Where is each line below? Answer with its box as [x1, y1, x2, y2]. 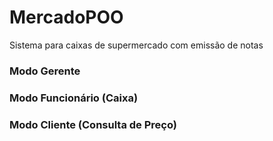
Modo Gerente [9, 64, 81, 78]
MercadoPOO [9, 6, 124, 29]
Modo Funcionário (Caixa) [9, 91, 139, 105]
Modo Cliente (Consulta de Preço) [9, 117, 177, 131]
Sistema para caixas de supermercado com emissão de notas [9, 39, 264, 51]
